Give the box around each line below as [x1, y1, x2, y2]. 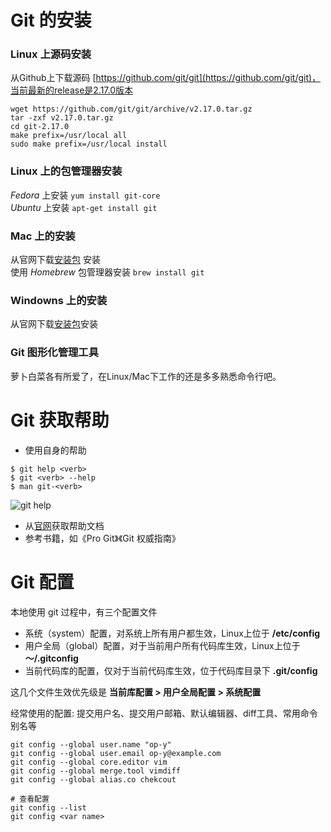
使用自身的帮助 [24, 444, 87, 456]
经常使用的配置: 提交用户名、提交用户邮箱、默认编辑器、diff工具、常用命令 [10, 707, 318, 719]
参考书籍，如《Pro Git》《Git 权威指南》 [24, 532, 181, 544]
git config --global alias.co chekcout [10, 774, 177, 785]
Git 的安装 [10, 9, 92, 32]
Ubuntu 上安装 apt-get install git [10, 201, 158, 213]
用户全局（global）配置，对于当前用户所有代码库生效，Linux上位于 [24, 639, 301, 651]
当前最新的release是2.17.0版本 [10, 84, 134, 96]
